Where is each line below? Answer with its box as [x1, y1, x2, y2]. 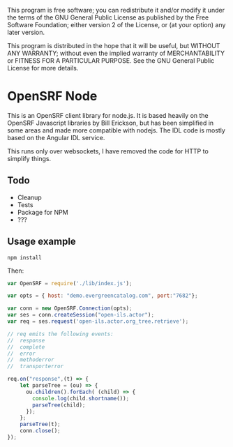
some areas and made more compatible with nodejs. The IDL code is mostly [7, 126, 225, 135]
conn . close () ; [20, 427, 61, 434]
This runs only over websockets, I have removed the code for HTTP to [7, 146, 209, 156]
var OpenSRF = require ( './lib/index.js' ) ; [7, 280, 133, 287]
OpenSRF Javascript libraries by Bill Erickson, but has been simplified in [7, 119, 214, 127]
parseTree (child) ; [32, 401, 86, 409]
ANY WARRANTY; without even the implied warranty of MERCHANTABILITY [7, 49, 225, 57]
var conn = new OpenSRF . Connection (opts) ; [7, 305, 133, 312]
